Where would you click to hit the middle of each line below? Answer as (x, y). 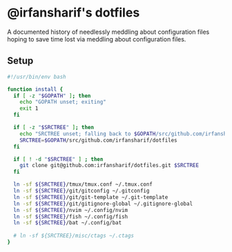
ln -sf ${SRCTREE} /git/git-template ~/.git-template (91, 197)
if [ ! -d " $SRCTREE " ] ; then (58, 159)
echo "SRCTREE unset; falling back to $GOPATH (88, 134)
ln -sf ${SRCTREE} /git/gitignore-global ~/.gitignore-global (103, 204)
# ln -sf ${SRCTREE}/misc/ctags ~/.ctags (74, 236)
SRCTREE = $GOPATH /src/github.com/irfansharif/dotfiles (98, 140)
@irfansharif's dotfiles (74, 13)
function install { (35, 89)
